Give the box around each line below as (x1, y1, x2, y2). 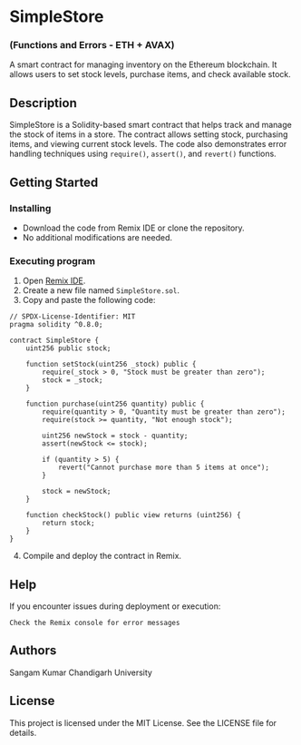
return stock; (42, 519, 95, 528)
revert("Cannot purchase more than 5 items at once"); (57, 463, 270, 473)
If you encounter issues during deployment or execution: (9, 601, 221, 612)
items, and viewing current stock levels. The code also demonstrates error (9, 139, 287, 150)
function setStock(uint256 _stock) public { (25, 360, 197, 369)
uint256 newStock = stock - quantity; (42, 431, 189, 441)
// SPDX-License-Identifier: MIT (9, 312, 136, 321)
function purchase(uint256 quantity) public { (25, 399, 205, 409)
